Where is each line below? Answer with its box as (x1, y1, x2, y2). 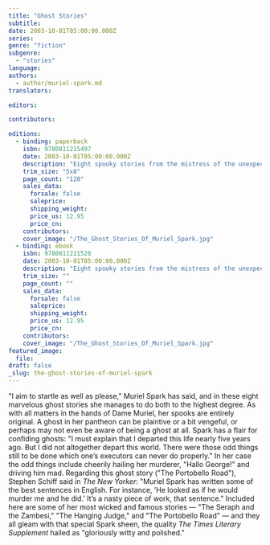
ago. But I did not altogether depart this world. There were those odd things (8, 443, 259, 452)
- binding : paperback (15, 137, 88, 145)
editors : (8, 101, 38, 109)
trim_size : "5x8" (22, 167, 81, 175)
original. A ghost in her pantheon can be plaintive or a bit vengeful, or (8, 417, 239, 426)
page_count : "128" (22, 174, 84, 183)
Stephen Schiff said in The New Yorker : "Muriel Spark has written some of (8, 477, 254, 486)
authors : (8, 72, 38, 80)
